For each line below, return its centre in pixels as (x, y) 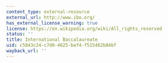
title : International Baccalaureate (52, 40)
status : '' (20, 34)
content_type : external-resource (48, 12)
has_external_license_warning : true (52, 23)
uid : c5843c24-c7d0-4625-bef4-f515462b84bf (61, 46)
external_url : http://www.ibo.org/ (51, 17)
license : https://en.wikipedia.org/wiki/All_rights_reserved (84, 28)
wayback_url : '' (26, 51)
